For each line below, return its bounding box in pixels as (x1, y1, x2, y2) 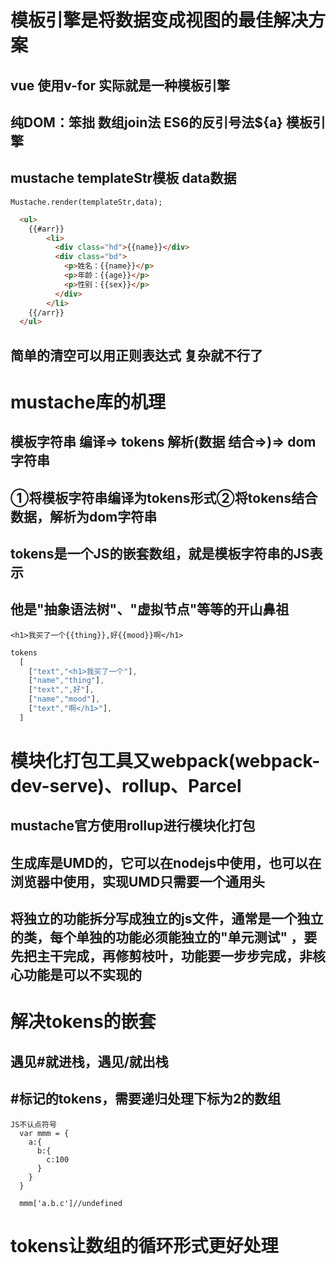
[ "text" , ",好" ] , (28, 685, 95, 695)
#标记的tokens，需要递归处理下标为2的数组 (10, 1091, 282, 1108)
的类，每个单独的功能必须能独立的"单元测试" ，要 (10, 929, 318, 946)
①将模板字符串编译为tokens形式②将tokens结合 (10, 489, 318, 506)
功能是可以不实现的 (23, 967, 142, 984)
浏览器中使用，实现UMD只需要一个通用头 (10, 873, 266, 890)
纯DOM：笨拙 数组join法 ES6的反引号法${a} (10, 114, 283, 131)
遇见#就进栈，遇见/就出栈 (10, 1053, 169, 1070)
